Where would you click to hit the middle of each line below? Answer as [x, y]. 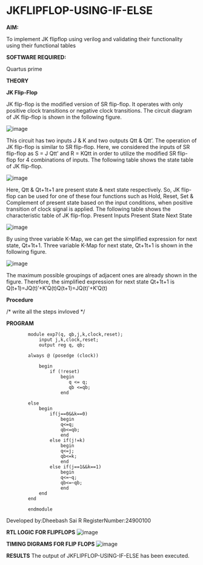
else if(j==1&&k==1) [75, 467]
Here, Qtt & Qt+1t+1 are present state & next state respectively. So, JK [93, 190]
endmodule [40, 509]
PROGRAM [20, 323]
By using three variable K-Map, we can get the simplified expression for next [102, 239]
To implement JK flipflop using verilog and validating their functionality [95, 39]
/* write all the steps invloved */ [46, 311]
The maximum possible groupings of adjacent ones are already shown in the [102, 275]
